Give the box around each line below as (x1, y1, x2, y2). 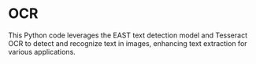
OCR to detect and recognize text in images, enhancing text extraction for (8, 38, 247, 48)
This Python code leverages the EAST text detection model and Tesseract (8, 30, 248, 40)
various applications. (8, 47, 76, 56)
